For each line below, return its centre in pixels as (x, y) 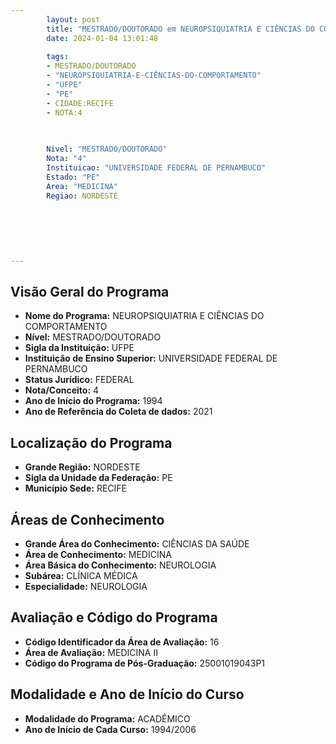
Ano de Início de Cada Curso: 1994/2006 (110, 729)
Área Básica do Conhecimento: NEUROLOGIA (120, 565)
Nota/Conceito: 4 (62, 390)
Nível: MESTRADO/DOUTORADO (93, 337)
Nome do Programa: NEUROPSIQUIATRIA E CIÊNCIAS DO (144, 316)
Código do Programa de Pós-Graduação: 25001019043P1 (145, 663)
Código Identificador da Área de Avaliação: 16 (122, 642)
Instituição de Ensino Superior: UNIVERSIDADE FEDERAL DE (151, 358)
